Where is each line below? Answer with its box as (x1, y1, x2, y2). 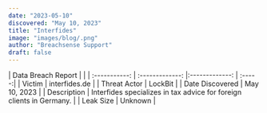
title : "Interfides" (8, 26, 78, 34)
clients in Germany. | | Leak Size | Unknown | (8, 96, 156, 105)
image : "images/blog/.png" (8, 33, 98, 42)
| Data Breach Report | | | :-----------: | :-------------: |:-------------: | (8, 71, 238, 80)
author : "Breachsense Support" (8, 41, 113, 49)
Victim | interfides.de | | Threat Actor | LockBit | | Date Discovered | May (22, 79, 260, 88)
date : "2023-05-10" (8, 11, 74, 20)
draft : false (8, 49, 52, 56)
